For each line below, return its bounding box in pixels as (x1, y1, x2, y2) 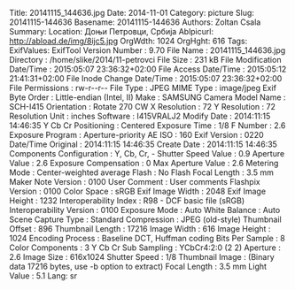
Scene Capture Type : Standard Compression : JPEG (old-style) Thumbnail (9, 214, 282, 225)
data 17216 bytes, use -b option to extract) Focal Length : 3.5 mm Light (9, 261, 268, 271)
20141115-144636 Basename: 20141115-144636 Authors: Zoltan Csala (9, 17, 261, 27)
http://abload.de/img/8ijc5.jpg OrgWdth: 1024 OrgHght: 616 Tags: (9, 35, 248, 46)
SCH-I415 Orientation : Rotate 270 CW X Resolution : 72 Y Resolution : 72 (9, 102, 276, 111)
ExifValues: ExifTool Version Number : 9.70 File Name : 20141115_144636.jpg (9, 45, 286, 56)
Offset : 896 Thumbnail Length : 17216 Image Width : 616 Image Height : (9, 224, 271, 233)
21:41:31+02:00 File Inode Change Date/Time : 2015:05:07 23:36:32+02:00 (9, 73, 283, 83)
